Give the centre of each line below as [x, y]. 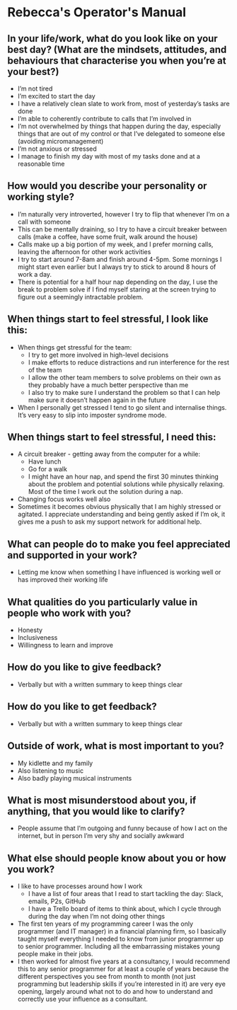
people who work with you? [69, 613]
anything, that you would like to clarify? [96, 811]
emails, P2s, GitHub [57, 901]
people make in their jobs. [55, 954]
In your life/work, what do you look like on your [112, 39]
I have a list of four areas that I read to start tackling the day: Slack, [126, 894]
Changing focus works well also [64, 499]
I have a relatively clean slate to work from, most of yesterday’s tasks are [123, 104]
